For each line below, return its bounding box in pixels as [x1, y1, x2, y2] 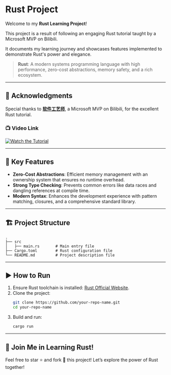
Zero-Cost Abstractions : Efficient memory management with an [12, 171, 148, 177]
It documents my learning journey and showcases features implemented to [5, 45, 162, 52]
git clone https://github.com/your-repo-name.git [12, 300, 121, 305]
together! [5, 364, 24, 370]
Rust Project [5, 4, 59, 15]
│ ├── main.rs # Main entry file [5, 244, 95, 249]
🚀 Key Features [5, 157, 54, 167]
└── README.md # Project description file [5, 252, 115, 257]
